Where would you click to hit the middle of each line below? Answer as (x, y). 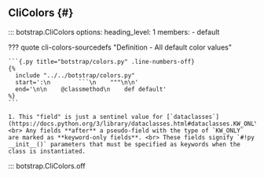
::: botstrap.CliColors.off (47, 165)
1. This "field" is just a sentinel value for (86, 117)
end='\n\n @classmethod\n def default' (91, 89)
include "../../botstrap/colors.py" (75, 75)
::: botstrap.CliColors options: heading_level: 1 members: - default (114, 32)
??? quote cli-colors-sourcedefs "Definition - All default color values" (120, 47)
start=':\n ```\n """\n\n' (77, 82)
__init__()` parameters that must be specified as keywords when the (125, 144)
